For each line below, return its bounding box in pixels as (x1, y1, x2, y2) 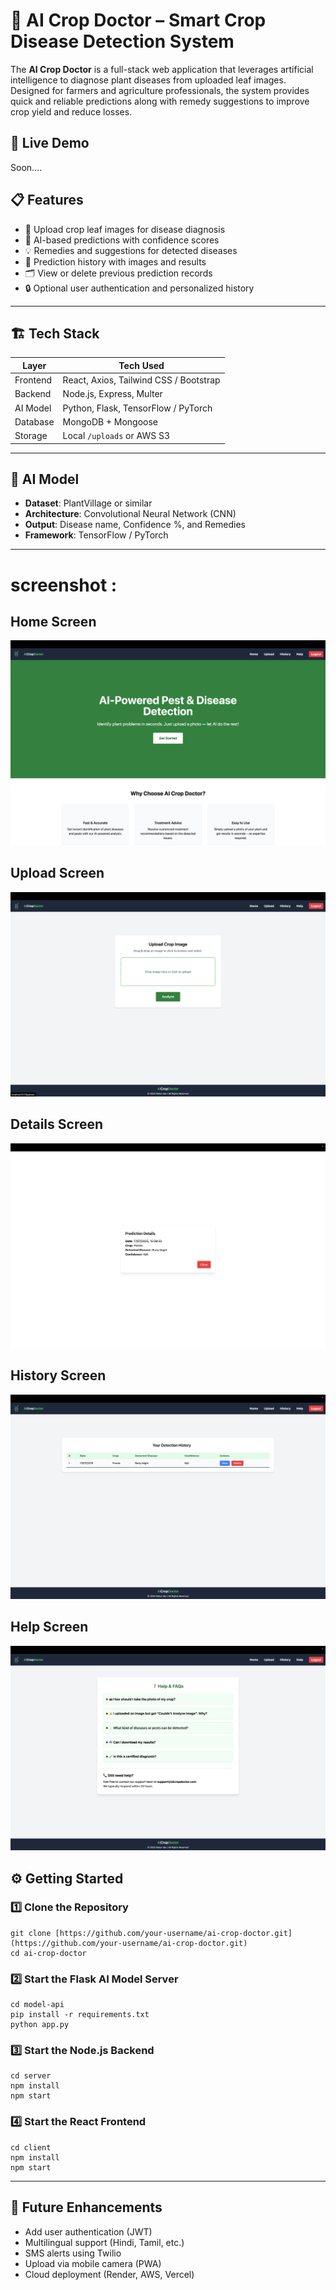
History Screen (10, 1367, 107, 1384)
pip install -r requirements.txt (10, 2010, 150, 2020)
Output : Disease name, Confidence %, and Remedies (24, 519, 246, 531)
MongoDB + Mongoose (62, 415, 159, 428)
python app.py (10, 2020, 70, 2030)
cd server (10, 2071, 52, 2081)
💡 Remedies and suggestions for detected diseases (24, 244, 238, 256)
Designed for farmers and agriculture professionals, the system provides (10, 84, 310, 96)
